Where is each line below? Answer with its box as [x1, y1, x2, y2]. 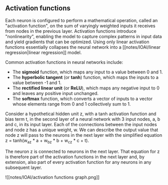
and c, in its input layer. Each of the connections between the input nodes [5, 121, 157, 127]
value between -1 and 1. [12, 79, 62, 85]
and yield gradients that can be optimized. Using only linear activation [5, 39, 149, 45]
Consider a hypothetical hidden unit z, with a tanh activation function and [5, 111, 156, 117]
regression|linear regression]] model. [5, 49, 82, 55]
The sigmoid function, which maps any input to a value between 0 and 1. [12, 69, 163, 75]
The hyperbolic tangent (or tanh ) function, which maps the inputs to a [12, 74, 159, 80]
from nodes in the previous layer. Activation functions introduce [5, 28, 137, 34]
